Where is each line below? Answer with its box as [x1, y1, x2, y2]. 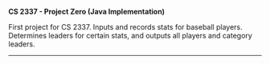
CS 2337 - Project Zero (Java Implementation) [8, 7, 166, 16]
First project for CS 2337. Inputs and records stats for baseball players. [8, 22, 243, 31]
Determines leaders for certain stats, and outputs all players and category [8, 31, 253, 40]
